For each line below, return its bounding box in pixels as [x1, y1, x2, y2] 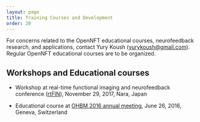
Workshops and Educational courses [6, 68, 149, 78]
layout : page [6, 9, 40, 15]
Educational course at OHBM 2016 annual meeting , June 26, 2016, [15, 102, 182, 110]
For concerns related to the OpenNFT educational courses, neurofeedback [6, 37, 194, 45]
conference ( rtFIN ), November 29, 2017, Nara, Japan [15, 90, 148, 98]
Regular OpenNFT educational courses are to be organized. [6, 50, 156, 57]
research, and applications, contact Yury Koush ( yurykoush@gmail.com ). [6, 43, 190, 51]
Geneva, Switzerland [15, 109, 68, 116]
